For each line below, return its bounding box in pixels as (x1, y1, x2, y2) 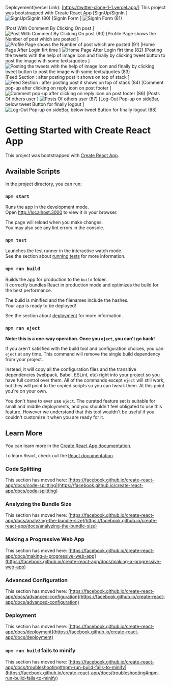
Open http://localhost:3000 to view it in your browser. (5, 209, 118, 215)
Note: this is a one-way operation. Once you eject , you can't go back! (5, 335, 155, 342)
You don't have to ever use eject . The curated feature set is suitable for (5, 397, 156, 404)
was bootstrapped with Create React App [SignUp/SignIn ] (5, 10, 128, 16)
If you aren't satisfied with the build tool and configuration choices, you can (5, 345, 164, 351)
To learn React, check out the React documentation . (5, 452, 115, 458)
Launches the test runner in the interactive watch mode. (5, 248, 123, 254)
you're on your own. (5, 388, 47, 394)
